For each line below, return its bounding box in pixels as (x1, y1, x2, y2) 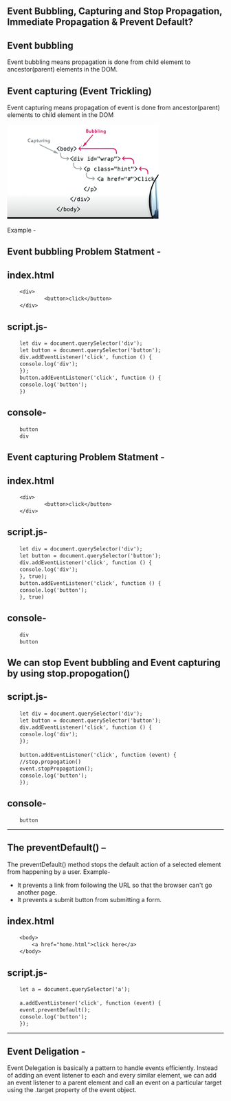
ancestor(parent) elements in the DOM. (7, 65, 118, 74)
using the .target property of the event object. (7, 1085, 137, 1093)
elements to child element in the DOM (7, 111, 114, 119)
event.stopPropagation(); (19, 765, 94, 772)
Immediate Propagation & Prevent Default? (7, 17, 194, 28)
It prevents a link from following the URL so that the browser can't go (16, 881, 212, 889)
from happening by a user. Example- (7, 867, 111, 876)
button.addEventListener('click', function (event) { (19, 751, 177, 758)
